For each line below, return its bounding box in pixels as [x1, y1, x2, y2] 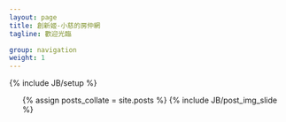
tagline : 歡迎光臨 [9, 29, 73, 38]
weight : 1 [9, 54, 46, 63]
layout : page [9, 12, 58, 22]
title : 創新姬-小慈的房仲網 [9, 21, 101, 30]
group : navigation [9, 45, 77, 54]
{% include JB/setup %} [9, 78, 97, 88]
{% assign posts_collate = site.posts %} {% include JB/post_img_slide [21, 95, 277, 106]
